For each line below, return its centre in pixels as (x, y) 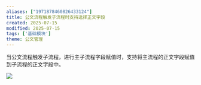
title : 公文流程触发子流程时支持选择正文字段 (56, 17)
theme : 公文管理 (25, 39)
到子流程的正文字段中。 (35, 64)
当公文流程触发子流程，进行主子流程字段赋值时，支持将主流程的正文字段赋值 (100, 57)
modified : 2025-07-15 (33, 28)
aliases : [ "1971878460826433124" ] (49, 12)
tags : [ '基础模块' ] (29, 34)
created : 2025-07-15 (32, 23)
